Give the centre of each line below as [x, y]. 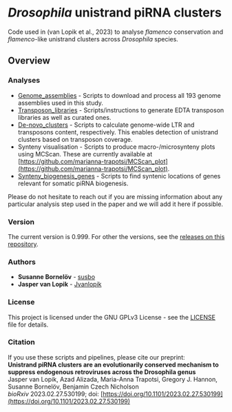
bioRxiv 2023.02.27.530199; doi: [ [55, 393]
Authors [22, 262]
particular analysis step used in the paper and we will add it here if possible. [115, 204]
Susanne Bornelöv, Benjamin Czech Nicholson [74, 387]
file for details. [28, 325]
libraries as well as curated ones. [64, 117]
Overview [29, 61]
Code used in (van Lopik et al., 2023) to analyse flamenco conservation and [116, 32]
